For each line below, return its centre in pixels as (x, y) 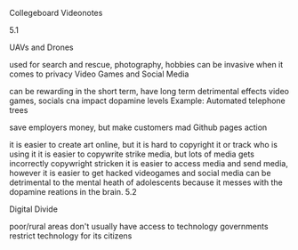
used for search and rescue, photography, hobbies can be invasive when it (146, 65)
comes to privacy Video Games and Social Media (99, 74)
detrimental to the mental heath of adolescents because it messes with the (146, 182)
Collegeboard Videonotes (56, 13)
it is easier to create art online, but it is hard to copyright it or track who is (144, 145)
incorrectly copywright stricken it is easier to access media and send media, (149, 163)
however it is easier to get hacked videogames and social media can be (140, 173)
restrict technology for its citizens (71, 236)
